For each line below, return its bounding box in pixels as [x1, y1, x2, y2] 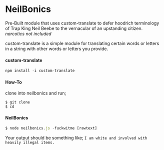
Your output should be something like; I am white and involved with [5, 135, 147, 141]
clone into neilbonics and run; [5, 90, 66, 96]
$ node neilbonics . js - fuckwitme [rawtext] [5, 126, 97, 131]
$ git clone [5, 100, 30, 105]
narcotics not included [5, 30, 51, 36]
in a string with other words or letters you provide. [5, 45, 108, 51]
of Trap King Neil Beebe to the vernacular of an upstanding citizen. [5, 25, 143, 31]
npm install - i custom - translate [5, 68, 75, 73]
